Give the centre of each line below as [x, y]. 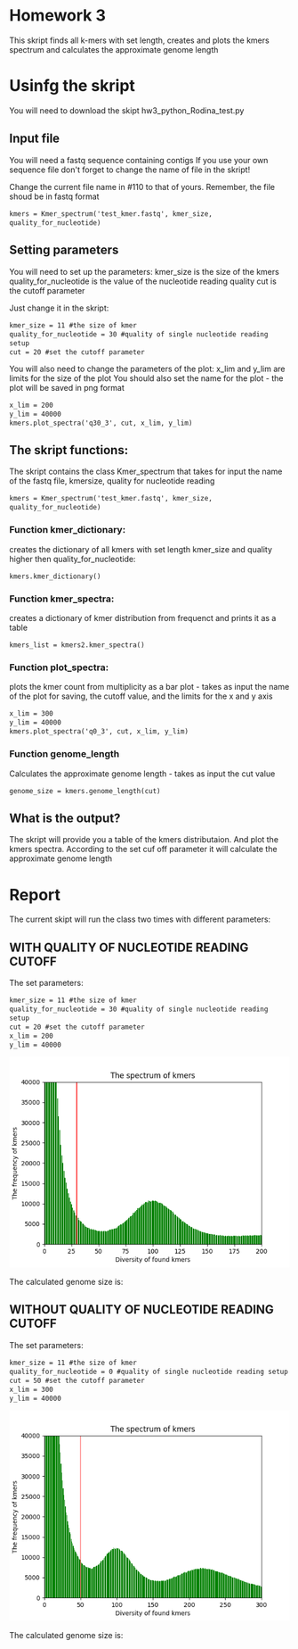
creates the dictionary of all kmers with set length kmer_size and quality [141, 549]
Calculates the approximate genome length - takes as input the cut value [142, 774]
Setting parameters [64, 250]
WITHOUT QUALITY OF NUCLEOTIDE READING [141, 1309]
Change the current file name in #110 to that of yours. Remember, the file [142, 186]
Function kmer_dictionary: [68, 530]
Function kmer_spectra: [62, 599]
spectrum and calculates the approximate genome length [114, 49]
